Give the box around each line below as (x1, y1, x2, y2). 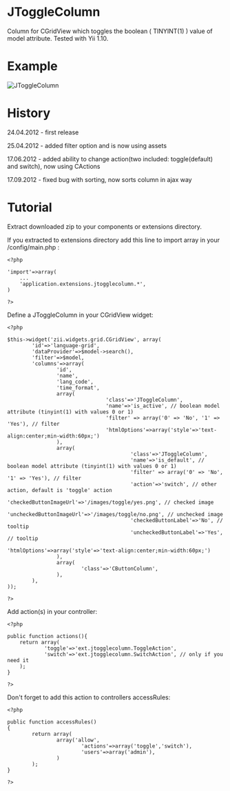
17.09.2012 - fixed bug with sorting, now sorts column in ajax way (7, 175, 192, 183)
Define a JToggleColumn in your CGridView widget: (7, 311, 154, 319)
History (7, 105, 51, 121)
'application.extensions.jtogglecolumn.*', (19, 280, 147, 287)
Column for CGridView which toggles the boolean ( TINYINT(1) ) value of (7, 27, 213, 35)
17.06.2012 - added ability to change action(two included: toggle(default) (7, 154, 213, 163)
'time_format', (56, 384, 100, 391)
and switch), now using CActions (7, 162, 101, 170)
